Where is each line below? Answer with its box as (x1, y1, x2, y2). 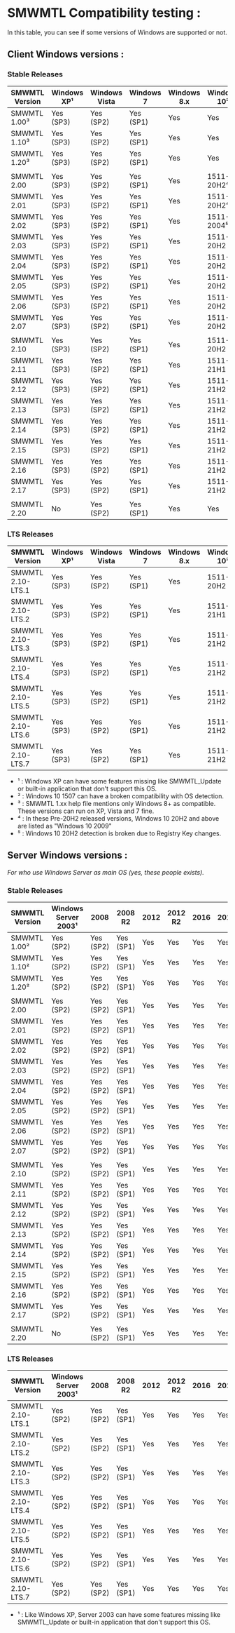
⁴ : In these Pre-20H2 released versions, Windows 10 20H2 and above (17, 814, 220, 822)
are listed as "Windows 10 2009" (17, 821, 112, 830)
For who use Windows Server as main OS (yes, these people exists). (7, 868, 204, 876)
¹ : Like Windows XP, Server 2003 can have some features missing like (17, 1611, 221, 1619)
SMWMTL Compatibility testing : (7, 5, 201, 21)
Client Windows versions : (7, 48, 124, 60)
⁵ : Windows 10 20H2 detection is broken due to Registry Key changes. (17, 829, 222, 838)
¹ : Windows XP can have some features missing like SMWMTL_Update (17, 777, 222, 785)
